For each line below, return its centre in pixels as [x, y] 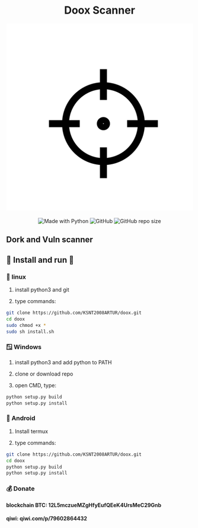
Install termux [31, 431]
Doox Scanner [100, 10]
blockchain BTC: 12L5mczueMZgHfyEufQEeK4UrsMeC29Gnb [84, 505]
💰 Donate [20, 489]
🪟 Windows [24, 347]
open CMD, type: [35, 385]
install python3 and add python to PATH [63, 362]
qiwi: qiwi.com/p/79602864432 [47, 519]
